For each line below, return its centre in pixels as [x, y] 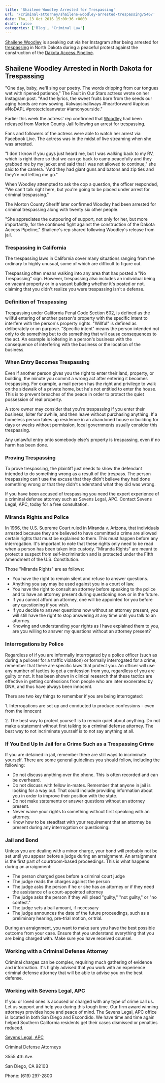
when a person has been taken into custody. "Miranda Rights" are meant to [81, 549]
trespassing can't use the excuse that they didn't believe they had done [78, 479]
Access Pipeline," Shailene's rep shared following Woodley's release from [80, 229]
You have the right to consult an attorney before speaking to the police [84, 589]
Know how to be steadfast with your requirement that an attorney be [82, 822]
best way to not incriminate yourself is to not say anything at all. [70, 731]
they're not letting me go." [32, 174]
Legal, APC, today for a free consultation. [47, 504]
